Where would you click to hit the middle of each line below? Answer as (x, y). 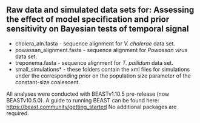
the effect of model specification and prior (88, 20)
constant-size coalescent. (48, 82)
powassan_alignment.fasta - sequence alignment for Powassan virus (101, 50)
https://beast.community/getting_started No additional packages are (92, 107)
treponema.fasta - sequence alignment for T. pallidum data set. (94, 62)
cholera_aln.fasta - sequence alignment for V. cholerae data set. (95, 43)
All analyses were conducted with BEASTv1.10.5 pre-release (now (88, 94)
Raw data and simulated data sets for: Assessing (100, 10)
